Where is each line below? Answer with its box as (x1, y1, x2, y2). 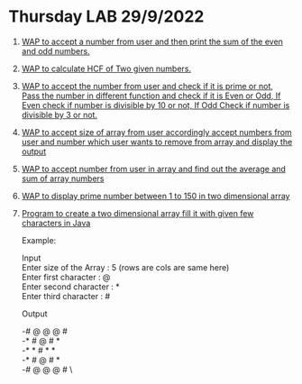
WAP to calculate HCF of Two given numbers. (21, 63, 191, 74)
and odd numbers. (21, 45, 91, 56)
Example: (21, 234, 57, 245)
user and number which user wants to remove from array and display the (21, 136, 293, 147)
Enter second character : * (21, 281, 121, 292)
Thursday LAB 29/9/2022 (8, 6, 205, 27)
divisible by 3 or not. (21, 109, 98, 120)
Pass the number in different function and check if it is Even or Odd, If (21, 90, 281, 101)
